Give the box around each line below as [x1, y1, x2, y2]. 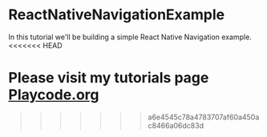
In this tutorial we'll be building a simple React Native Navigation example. [8, 32, 253, 42]
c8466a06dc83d [148, 120, 204, 130]
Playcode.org [8, 86, 99, 104]
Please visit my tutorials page [8, 69, 209, 87]
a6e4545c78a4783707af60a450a [148, 112, 260, 122]
